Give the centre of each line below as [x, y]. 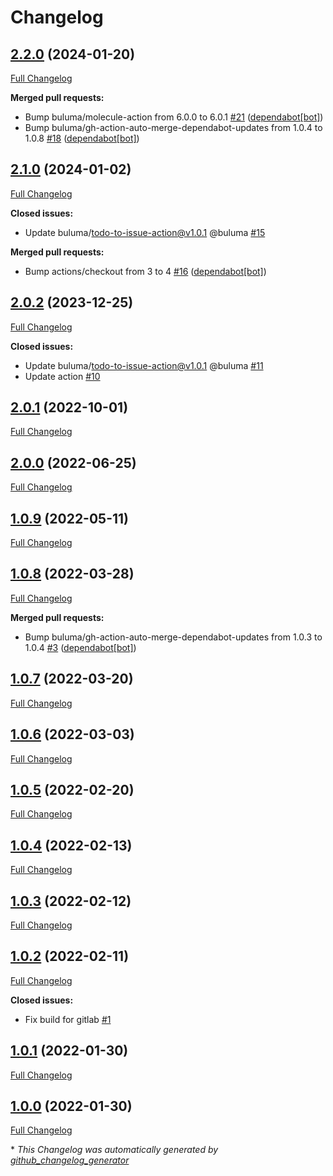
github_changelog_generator [70, 1160]
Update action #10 [62, 376]
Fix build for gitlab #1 [68, 1019]
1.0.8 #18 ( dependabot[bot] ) [82, 138]
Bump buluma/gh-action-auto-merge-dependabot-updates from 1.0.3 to [173, 637]
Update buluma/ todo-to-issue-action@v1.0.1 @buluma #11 [144, 365]
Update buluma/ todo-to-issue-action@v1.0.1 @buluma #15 [145, 232]
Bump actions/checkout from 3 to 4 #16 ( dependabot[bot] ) [145, 271]
